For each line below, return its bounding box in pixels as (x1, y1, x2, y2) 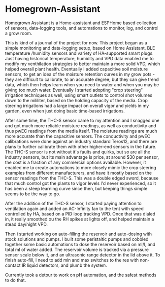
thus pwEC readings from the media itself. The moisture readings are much (5, 128, 158, 134)
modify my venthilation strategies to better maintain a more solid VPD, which (5, 61, 160, 67)
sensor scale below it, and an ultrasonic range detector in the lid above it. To (5, 251, 160, 257)
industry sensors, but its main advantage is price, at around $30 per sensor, (5, 154, 159, 160)
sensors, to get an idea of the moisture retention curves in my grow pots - (5, 71, 155, 77)
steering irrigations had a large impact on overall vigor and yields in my (5, 103, 149, 108)
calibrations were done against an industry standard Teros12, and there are (5, 138, 158, 144)
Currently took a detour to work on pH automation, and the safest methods (5, 272, 157, 278)
